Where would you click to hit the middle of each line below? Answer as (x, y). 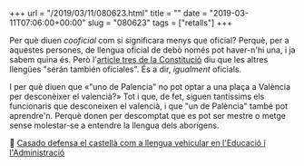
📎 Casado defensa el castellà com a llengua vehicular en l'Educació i (137, 143)
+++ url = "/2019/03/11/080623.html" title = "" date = (108, 13)
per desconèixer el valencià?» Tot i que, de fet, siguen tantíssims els (137, 96)
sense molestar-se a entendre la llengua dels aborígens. (114, 125)
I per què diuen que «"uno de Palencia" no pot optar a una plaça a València (150, 87)
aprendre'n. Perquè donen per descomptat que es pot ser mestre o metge (148, 116)
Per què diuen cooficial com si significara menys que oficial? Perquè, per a (149, 40)
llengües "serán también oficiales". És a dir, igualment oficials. (126, 69)
